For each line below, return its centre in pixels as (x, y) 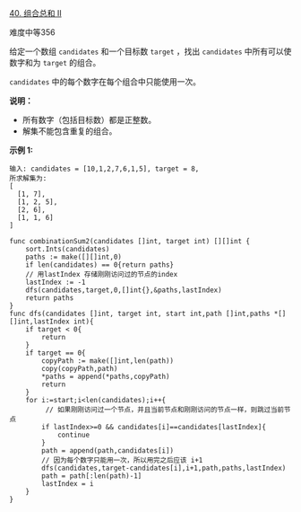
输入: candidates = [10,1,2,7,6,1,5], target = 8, (104, 169)
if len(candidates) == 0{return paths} (100, 265)
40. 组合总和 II (35, 13)
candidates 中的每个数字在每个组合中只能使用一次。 (105, 82)
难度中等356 (32, 32)
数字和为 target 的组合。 (55, 62)
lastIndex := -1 (56, 282)
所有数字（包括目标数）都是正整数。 (89, 120)
